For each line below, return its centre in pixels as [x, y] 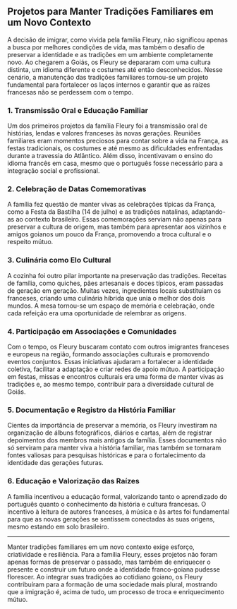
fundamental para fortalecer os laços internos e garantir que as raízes [109, 85]
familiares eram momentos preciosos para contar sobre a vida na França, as [118, 141]
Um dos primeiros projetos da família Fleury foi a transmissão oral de [108, 126]
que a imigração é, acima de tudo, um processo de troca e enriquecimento [116, 591]
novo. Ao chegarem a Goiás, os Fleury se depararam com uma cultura [109, 62]
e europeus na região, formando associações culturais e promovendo [108, 354]
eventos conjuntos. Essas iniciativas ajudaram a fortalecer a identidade [110, 362]
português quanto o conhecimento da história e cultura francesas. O [107, 504]
